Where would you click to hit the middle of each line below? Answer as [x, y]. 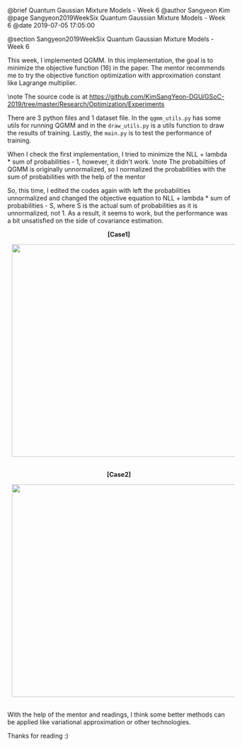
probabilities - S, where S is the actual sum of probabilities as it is [103, 206]
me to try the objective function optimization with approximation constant [114, 75]
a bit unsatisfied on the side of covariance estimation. [86, 220]
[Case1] [119, 234]
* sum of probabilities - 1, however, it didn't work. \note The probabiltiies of [117, 162]
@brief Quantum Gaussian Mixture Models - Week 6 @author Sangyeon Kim [119, 10]
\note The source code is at [48, 96]
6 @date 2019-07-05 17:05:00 [51, 25]
